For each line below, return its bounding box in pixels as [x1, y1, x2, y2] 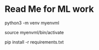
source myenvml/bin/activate [4, 29, 64, 35]
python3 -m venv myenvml [4, 20, 60, 26]
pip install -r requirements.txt [4, 39, 64, 45]
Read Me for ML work [4, 3, 94, 15]
